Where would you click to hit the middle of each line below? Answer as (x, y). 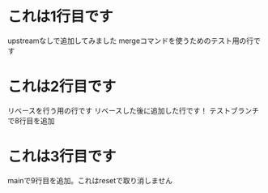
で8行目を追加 (31, 120)
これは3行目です (62, 157)
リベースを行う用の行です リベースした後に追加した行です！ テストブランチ (134, 110)
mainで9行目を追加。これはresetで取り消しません (90, 180)
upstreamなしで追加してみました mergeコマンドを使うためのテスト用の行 (131, 41)
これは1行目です (61, 17)
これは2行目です (62, 87)
